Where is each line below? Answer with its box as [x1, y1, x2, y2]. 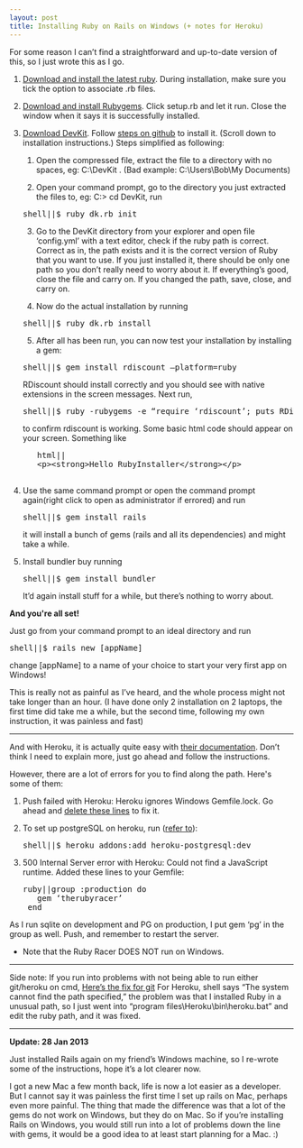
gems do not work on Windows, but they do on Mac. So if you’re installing [9, 1109, 284, 1120]
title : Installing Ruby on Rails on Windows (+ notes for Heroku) [9, 22, 264, 31]
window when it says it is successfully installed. [22, 110, 200, 121]
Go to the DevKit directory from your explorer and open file [35, 225, 255, 236]
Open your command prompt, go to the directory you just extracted [35, 181, 287, 192]
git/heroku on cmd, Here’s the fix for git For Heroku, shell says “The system [9, 981, 289, 992]
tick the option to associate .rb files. [22, 83, 156, 94]
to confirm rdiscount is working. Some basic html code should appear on [22, 423, 293, 434]
